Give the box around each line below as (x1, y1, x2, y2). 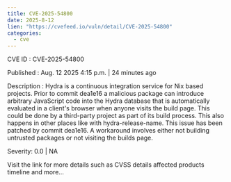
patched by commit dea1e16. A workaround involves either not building (7, 126, 210, 135)
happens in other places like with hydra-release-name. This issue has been (7, 119, 223, 127)
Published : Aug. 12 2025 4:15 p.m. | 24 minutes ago (7, 69, 157, 77)
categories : (7, 29, 42, 37)
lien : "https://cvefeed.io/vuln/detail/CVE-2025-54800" (7, 23, 173, 30)
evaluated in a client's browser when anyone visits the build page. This (7, 104, 210, 113)
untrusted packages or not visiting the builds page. (7, 133, 153, 142)
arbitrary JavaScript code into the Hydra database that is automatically (7, 97, 210, 105)
